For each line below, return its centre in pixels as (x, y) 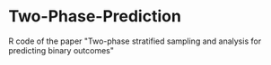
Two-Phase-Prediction (95, 16)
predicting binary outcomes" (61, 50)
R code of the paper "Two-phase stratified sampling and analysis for (135, 41)
